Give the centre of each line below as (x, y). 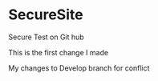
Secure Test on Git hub (46, 37)
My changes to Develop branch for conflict (79, 68)
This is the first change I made (59, 52)
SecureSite (46, 15)
